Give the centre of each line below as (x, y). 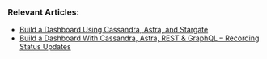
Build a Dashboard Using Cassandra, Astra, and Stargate (114, 30)
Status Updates (45, 47)
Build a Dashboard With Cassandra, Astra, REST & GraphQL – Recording (139, 38)
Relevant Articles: (44, 12)
